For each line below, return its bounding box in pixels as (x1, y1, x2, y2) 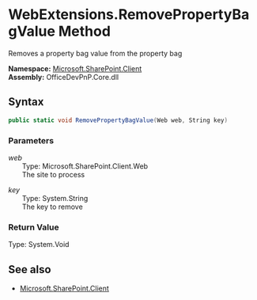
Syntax (8, 95, 44, 108)
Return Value (8, 222, 59, 233)
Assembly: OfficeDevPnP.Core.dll (8, 72, 119, 82)
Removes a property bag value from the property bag (8, 48, 183, 58)
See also (8, 263, 51, 276)
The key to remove (22, 202, 83, 211)
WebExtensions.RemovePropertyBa (8, 6, 250, 24)
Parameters (8, 135, 54, 146)
